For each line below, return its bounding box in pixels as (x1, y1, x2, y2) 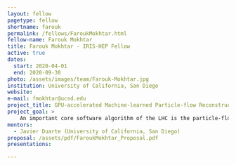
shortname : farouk (7, 23, 61, 30)
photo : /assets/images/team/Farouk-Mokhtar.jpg (7, 75, 150, 83)
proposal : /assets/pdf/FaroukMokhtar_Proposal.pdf (7, 134, 159, 141)
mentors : (7, 121, 33, 128)
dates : (7, 56, 27, 63)
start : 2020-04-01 (13, 62, 68, 70)
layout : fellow (7, 10, 52, 18)
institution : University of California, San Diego (7, 82, 159, 89)
